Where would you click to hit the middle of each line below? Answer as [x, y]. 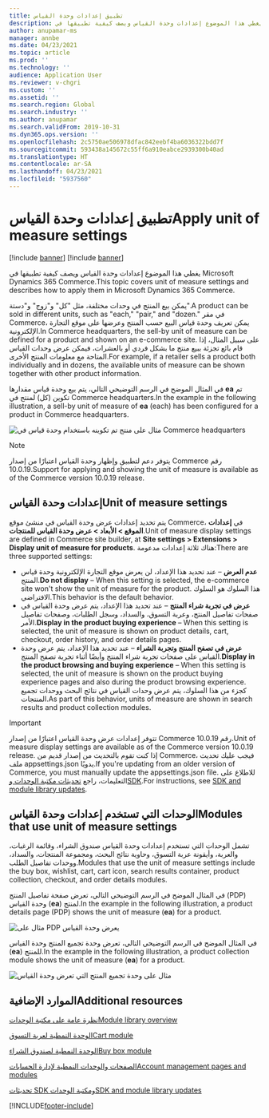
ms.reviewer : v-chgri [45, 82]
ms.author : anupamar [44, 120]
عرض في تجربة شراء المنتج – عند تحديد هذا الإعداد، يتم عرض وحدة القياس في [135, 605]
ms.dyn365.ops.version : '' [54, 134]
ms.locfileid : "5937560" [50, 179]
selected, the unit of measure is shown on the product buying [122, 673]
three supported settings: [51, 556]
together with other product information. [75, 373]
